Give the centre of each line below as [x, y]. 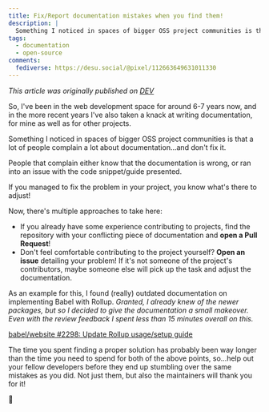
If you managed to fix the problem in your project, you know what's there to [133, 187]
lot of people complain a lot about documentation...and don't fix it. [117, 147]
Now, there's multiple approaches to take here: [85, 211]
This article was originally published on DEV [81, 91]
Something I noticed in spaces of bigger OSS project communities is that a [131, 139]
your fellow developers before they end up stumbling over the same [120, 366]
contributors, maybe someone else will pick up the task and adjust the [135, 269]
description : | [34, 23]
